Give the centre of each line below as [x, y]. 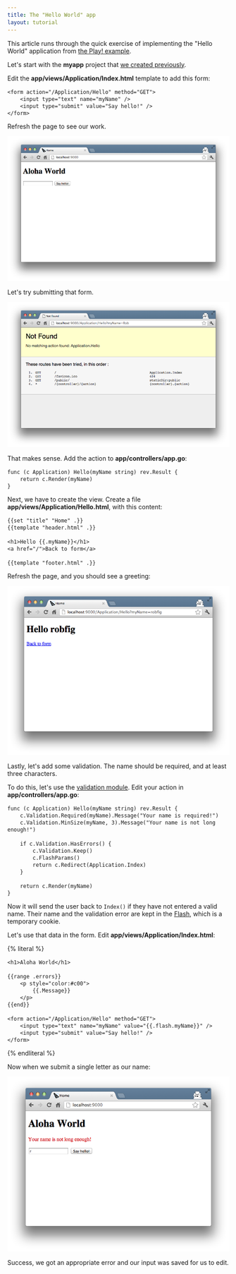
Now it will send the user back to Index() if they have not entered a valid [112, 906]
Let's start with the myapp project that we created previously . [97, 64]
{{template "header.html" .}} [52, 528]
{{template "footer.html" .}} [52, 563]
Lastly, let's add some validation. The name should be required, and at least [117, 766]
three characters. [32, 773]
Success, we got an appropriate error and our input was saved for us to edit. [118, 1263]
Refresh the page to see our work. [57, 126]
